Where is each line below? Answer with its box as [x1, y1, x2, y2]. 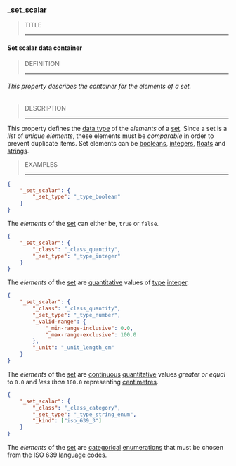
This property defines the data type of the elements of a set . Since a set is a [7, 124, 228, 132]
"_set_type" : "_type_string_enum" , [32, 410, 137, 418]
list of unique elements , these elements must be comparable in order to [7, 132, 214, 140]
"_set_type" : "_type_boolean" [32, 194, 121, 201]
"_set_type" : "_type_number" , [32, 311, 121, 318]
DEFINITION [24, 59, 60, 68]
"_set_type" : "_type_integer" [32, 252, 121, 260]
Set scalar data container [7, 44, 83, 52]
